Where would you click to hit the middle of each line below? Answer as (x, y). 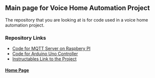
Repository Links (26, 38)
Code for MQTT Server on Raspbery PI (51, 49)
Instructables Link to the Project (44, 59)
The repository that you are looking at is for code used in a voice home (77, 20)
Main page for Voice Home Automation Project (77, 8)
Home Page (17, 70)
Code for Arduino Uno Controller (45, 54)
